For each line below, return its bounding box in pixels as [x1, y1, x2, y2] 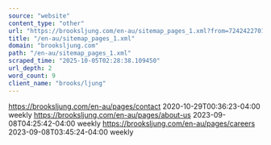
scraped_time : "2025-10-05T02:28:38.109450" [8, 57, 161, 65]
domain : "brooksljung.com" [8, 42, 99, 50]
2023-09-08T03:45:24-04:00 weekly [8, 126, 134, 137]
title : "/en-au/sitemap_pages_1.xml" [8, 34, 135, 43]
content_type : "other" [8, 19, 85, 27]
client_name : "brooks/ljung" [8, 79, 106, 87]
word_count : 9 [8, 72, 56, 80]
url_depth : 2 [8, 64, 52, 72]
